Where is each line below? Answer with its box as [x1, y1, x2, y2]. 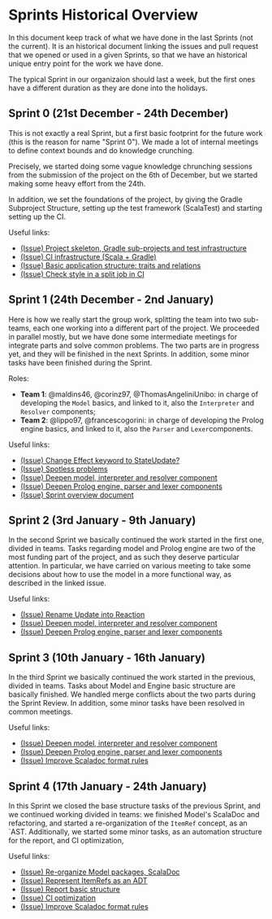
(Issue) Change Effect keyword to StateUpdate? [19, 455, 180, 465]
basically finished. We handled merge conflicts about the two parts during [8, 689, 256, 699]
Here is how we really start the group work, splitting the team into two [8, 314, 242, 324]
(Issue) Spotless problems [19, 464, 108, 474]
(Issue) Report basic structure [19, 885, 120, 894]
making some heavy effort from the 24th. [8, 178, 146, 188]
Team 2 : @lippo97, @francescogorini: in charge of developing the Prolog [19, 415, 264, 425]
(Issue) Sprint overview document [19, 490, 134, 500]
